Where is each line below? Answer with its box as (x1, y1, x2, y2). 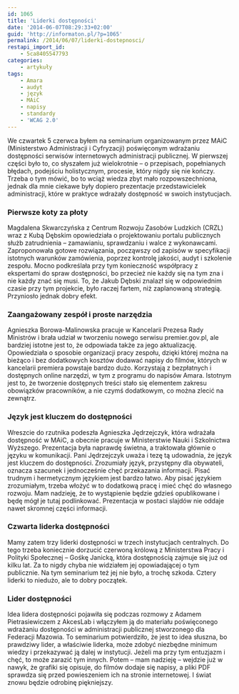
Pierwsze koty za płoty (7, 207, 88, 217)
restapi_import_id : (7, 44, 66, 51)
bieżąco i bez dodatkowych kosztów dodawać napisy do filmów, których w (7, 356, 227, 365)
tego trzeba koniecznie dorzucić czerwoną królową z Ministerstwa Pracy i (7, 545, 225, 554)
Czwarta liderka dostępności (7, 522, 110, 532)
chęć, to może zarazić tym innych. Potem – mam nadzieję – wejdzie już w (7, 655, 223, 664)
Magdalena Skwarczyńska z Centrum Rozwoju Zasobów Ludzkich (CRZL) (7, 223, 223, 232)
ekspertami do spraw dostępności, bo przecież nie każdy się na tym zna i (7, 268, 223, 277)
